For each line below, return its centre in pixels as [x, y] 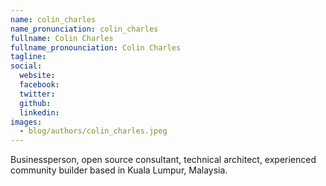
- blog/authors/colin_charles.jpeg [93, 131]
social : [26, 66]
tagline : [28, 57]
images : [26, 122]
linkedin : [39, 112]
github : [35, 103]
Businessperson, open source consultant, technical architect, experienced [163, 160]
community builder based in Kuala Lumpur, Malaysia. [119, 170]
